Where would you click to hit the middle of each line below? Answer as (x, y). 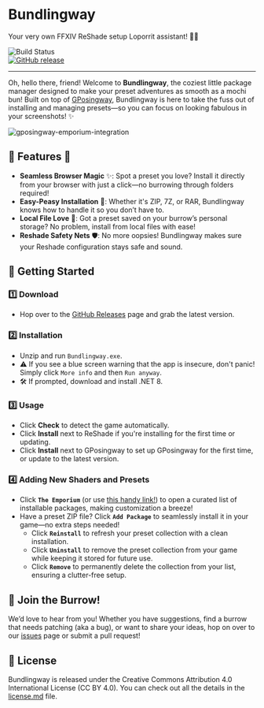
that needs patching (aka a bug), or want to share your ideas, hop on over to (132, 628)
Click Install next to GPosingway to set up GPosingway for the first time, (136, 450)
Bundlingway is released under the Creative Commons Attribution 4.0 (120, 679)
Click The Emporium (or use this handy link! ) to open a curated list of (128, 500)
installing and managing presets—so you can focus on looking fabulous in (128, 107)
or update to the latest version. (69, 459)
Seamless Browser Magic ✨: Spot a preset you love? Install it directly (132, 176)
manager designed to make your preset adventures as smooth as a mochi (127, 91)
